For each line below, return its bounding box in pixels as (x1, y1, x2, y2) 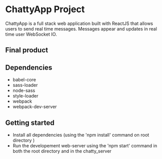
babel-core (12, 77, 37, 83)
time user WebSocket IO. (5, 31, 57, 37)
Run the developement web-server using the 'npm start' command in (12, 142, 157, 148)
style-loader (12, 93, 39, 99)
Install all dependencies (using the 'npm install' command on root (12, 132, 149, 138)
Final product (5, 46, 48, 54)
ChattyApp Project (5, 4, 85, 15)
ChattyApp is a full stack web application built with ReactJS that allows (5, 20, 153, 26)
